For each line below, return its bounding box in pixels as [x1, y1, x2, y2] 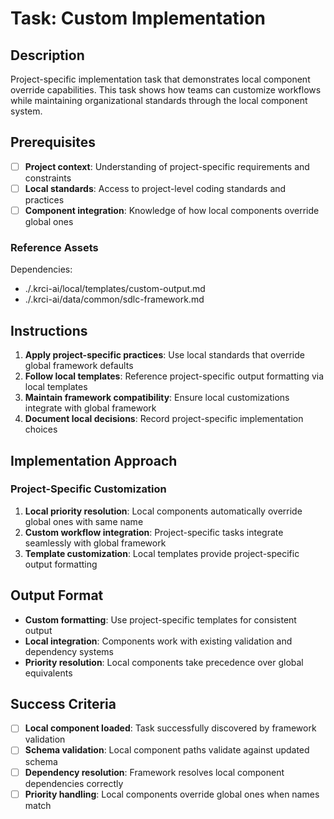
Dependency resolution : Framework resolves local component [24, 766, 285, 778]
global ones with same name [24, 515, 144, 527]
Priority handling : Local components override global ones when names [24, 788, 320, 800]
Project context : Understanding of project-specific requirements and [24, 160, 310, 172]
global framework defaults [24, 360, 134, 372]
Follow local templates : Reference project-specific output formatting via [24, 370, 325, 382]
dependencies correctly [24, 777, 124, 789]
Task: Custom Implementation [10, 7, 267, 30]
